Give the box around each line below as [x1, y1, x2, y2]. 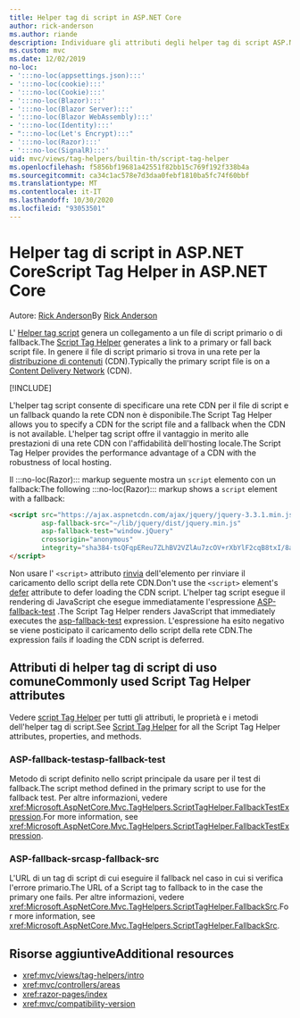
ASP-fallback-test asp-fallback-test [9, 753, 166, 765]
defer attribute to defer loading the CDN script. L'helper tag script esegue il [9, 587, 286, 597]
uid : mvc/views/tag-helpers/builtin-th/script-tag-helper [9, 154, 229, 163]
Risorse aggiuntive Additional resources [9, 946, 235, 961]
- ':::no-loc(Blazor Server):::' [9, 104, 134, 113]
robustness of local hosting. [9, 456, 112, 467]
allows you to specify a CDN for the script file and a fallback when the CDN [9, 419, 286, 430]
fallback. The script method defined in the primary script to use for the [9, 783, 266, 794]
